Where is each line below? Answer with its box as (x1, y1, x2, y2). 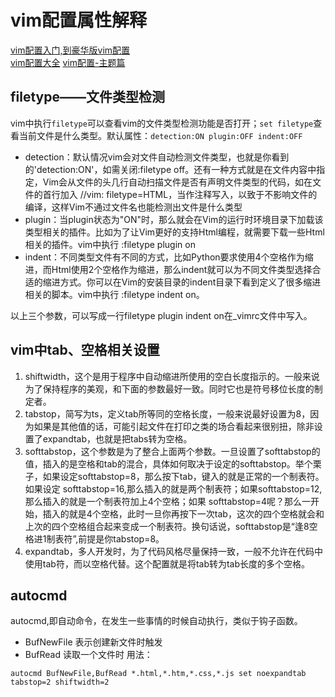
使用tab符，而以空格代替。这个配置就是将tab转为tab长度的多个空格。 (24, 557, 311, 570)
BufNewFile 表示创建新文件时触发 (24, 636, 163, 648)
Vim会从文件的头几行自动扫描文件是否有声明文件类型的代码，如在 (42, 176, 313, 188)
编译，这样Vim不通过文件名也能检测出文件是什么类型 (24, 201, 243, 213)
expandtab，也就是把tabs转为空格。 (42, 432, 193, 445)
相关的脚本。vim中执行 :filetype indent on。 (24, 288, 205, 300)
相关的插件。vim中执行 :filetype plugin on (24, 238, 196, 250)
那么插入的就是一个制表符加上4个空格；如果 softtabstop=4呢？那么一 (24, 495, 312, 507)
